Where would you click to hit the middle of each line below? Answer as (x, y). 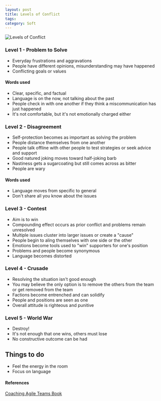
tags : (11, 19)
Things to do (25, 354)
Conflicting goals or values (39, 71)
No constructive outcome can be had (49, 339)
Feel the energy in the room (40, 366)
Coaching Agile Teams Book (34, 394)
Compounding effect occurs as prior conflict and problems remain (79, 225)
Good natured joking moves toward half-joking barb (64, 158)
